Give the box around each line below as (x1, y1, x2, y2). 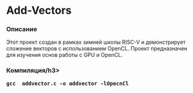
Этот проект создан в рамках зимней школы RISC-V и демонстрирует (6, 38, 186, 46)
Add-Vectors (6, 4, 72, 17)
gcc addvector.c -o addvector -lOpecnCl (6, 80, 129, 87)
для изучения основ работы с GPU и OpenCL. (6, 52, 123, 59)
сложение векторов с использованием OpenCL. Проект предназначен (6, 45, 188, 52)
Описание (6, 25, 38, 34)
